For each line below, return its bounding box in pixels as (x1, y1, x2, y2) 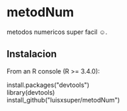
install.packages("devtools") (6, 81, 90, 89)
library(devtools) (6, 88, 55, 96)
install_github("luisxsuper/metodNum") (6, 95, 120, 104)
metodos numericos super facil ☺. (6, 28, 108, 36)
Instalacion (6, 48, 57, 60)
